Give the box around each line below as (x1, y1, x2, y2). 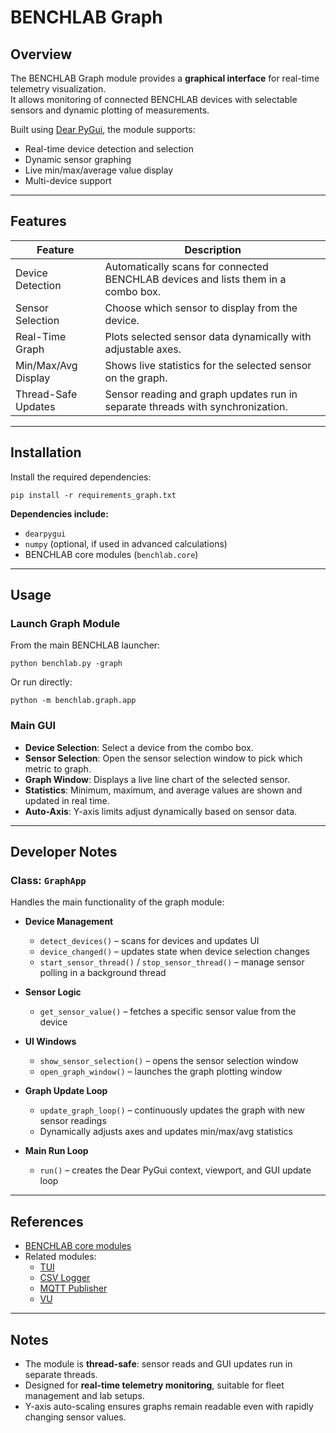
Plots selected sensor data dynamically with (104, 329, 312, 343)
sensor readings (39, 1115, 107, 1127)
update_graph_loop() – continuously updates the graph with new (39, 1104, 305, 1116)
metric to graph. (24, 762, 92, 775)
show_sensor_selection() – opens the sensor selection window (39, 1055, 299, 1067)
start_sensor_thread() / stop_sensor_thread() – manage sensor (39, 956, 305, 968)
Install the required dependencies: (10, 471, 152, 483)
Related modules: (24, 1251, 97, 1263)
